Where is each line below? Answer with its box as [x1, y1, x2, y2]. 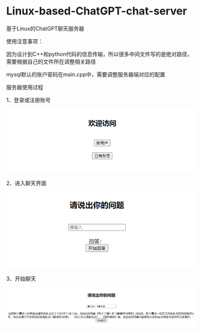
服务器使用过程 [6, 83, 43, 91]
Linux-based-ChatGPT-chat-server [6, 4, 188, 18]
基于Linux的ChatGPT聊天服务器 [6, 25, 84, 32]
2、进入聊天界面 [6, 179, 47, 187]
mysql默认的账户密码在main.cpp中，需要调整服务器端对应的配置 [6, 70, 165, 78]
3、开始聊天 [6, 275, 36, 282]
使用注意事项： [6, 37, 43, 45]
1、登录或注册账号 [6, 96, 51, 104]
